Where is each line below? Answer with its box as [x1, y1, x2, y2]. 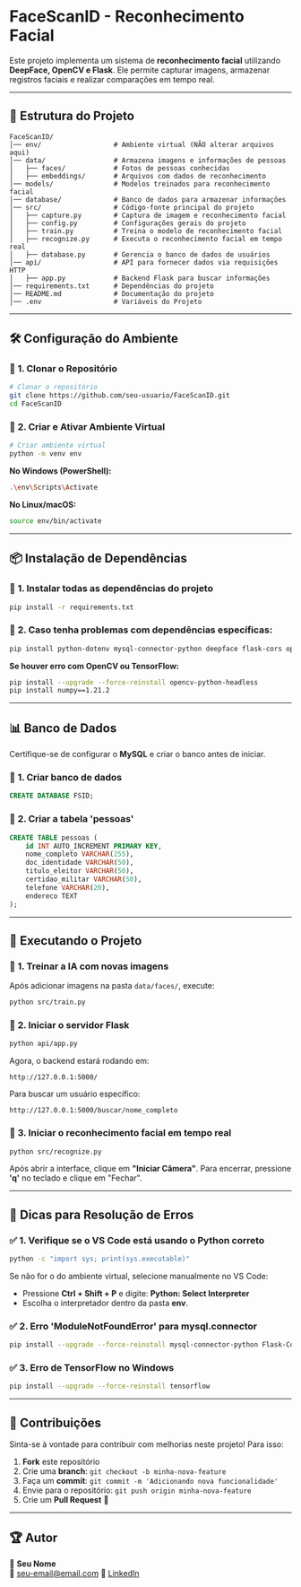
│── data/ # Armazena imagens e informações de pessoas [9, 155, 287, 165]
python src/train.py [9, 998, 87, 1007]
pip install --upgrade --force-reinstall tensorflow [9, 1382, 211, 1391]
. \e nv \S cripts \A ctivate [9, 483, 99, 493]
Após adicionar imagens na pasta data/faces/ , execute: [9, 981, 215, 991]
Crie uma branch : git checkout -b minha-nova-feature [21, 1466, 227, 1477]
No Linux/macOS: [9, 499, 77, 510]
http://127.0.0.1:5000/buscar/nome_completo [9, 1106, 178, 1115]
